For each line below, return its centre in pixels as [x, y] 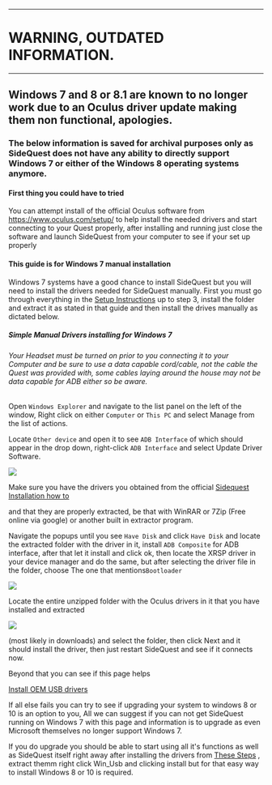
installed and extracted [47, 610]
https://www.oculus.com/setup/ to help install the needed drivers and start [133, 220]
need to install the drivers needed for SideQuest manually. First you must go [135, 290]
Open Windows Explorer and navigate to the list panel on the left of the [125, 407]
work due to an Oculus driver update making [123, 107]
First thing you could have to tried [66, 193]
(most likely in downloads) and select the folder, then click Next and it [125, 641]
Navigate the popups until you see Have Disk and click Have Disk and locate [134, 536]
